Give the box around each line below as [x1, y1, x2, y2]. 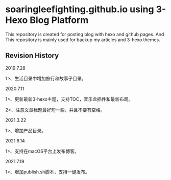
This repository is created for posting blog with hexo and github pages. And [5, 31, 164, 37]
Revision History [5, 51, 59, 60]
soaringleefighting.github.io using [5, 4, 154, 15]
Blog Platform [30, 14, 89, 26]
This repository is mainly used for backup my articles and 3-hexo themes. [5, 37, 161, 43]
